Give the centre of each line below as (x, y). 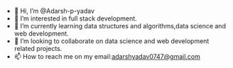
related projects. (38, 49)
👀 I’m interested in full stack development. (75, 18)
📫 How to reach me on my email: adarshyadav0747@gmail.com (107, 56)
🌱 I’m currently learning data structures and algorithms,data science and (120, 26)
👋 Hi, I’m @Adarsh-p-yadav (54, 11)
